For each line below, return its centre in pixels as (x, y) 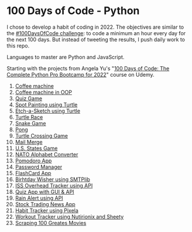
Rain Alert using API (39, 198)
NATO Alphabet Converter (47, 154)
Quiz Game (29, 98)
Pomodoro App (33, 161)
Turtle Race (29, 117)
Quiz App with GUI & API (45, 192)
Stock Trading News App (45, 204)
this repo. (18, 46)
